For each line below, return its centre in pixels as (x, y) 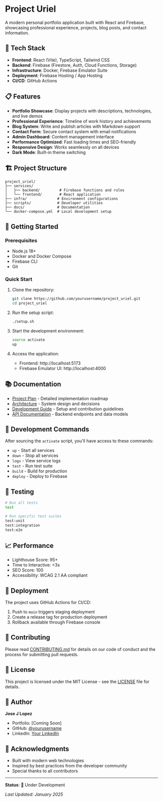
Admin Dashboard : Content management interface (63, 137)
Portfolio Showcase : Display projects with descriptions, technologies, (82, 111)
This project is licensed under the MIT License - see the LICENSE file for (77, 682)
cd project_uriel (30, 303)
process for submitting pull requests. (42, 654)
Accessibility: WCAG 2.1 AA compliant (50, 575)
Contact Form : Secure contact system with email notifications (74, 131)
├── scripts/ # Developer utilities (54, 203)
